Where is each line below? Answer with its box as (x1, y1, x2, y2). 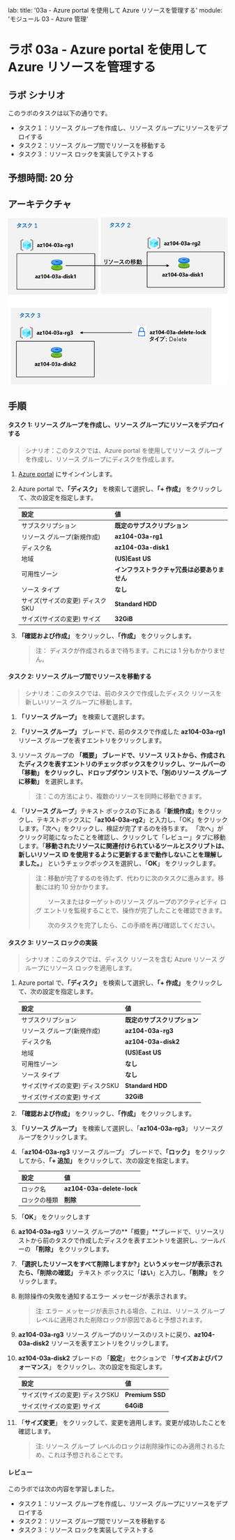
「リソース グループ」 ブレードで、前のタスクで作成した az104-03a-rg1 (17, 727, 225, 736)
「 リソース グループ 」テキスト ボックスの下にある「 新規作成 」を (17, 806, 204, 815)
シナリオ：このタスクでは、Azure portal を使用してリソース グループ (24, 446, 222, 455)
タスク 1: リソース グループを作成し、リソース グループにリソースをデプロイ (8, 421, 225, 429)
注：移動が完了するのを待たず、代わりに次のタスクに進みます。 (35, 874, 218, 882)
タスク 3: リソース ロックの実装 (8, 938, 98, 946)
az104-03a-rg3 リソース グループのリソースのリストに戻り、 (17, 1330, 195, 1338)
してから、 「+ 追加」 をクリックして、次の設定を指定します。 (17, 1156, 192, 1165)
